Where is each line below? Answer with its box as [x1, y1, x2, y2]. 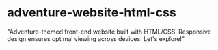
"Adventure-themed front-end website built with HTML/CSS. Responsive [7, 27, 212, 36]
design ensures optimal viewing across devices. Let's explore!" [7, 34, 185, 42]
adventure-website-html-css [7, 5, 176, 21]
